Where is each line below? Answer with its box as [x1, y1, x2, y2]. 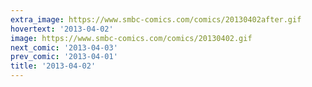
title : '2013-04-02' [10, 61, 97, 71]
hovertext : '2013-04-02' [10, 24, 114, 34]
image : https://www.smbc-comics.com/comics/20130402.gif [10, 33, 253, 43]
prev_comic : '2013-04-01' [10, 52, 118, 62]
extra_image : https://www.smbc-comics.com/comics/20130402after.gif [10, 14, 302, 25]
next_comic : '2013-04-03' [10, 42, 118, 53]
